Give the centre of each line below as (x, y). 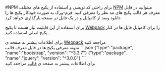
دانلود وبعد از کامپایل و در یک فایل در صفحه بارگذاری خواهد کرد (63, 18)
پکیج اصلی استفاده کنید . (27, 33)
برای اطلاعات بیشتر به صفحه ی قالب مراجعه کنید (50, 63)
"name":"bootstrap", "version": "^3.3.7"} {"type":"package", (66, 53)
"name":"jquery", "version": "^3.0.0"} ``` (46, 58)
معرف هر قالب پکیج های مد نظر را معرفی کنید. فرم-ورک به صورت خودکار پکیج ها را (82, 12)
